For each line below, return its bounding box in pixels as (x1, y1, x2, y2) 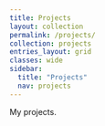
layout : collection (9, 22, 84, 31)
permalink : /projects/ (9, 30, 96, 39)
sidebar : (9, 65, 43, 74)
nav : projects (17, 81, 71, 90)
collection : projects (9, 38, 92, 48)
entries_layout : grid (9, 47, 92, 57)
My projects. (9, 106, 57, 117)
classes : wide (9, 56, 64, 65)
